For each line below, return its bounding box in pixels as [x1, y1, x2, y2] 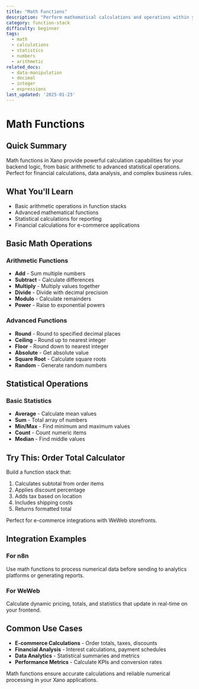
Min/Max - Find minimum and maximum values [14, 423, 130, 430]
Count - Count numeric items [14, 429, 87, 436]
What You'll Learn [6, 187, 73, 197]
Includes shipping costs [14, 499, 73, 506]
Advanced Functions [6, 317, 68, 325]
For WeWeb [6, 587, 40, 595]
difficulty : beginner [6, 25, 60, 32]
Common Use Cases [6, 624, 83, 634]
